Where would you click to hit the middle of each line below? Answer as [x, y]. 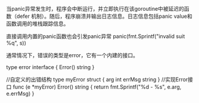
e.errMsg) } [20, 93]
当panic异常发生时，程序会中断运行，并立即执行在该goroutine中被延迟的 [95, 9]
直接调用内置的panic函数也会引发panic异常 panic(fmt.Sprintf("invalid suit [96, 36]
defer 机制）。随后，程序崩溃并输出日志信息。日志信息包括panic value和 [104, 16]
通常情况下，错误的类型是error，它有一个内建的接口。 [72, 55]
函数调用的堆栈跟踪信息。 [38, 24]
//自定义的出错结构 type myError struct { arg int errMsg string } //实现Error [97, 79]
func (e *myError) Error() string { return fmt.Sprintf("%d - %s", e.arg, [97, 87]
